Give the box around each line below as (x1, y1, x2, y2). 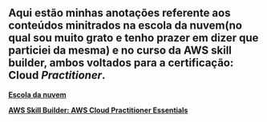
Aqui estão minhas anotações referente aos (8, 6, 231, 20)
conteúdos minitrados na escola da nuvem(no (8, 19, 243, 33)
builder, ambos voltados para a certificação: (8, 56, 234, 70)
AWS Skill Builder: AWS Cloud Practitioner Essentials (8, 105, 188, 115)
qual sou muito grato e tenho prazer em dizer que (8, 31, 259, 45)
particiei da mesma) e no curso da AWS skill (8, 44, 233, 57)
